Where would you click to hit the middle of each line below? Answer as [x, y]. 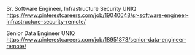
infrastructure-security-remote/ [46, 21]
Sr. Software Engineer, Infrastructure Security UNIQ [71, 9]
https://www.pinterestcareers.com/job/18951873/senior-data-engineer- [97, 40]
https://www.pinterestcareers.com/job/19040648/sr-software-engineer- [97, 15]
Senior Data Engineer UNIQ [41, 33]
